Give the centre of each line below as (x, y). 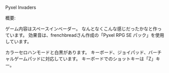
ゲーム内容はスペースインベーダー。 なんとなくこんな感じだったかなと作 (81, 29)
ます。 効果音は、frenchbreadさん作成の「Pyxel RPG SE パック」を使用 (89, 35)
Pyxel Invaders (21, 7)
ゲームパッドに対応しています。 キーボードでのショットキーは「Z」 (85, 59)
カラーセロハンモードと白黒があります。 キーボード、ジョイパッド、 (77, 52)
